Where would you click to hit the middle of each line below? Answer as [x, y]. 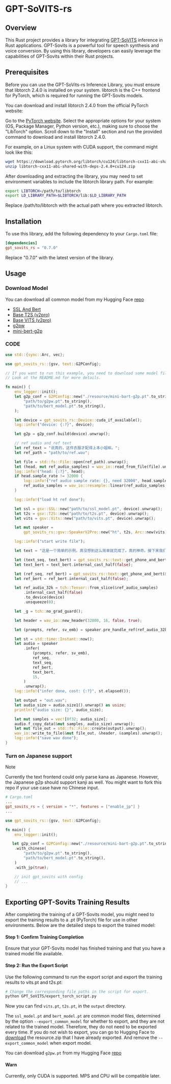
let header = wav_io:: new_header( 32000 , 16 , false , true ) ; [78, 620]
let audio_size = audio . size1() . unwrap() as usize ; [70, 705]
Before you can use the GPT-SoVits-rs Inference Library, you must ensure [83, 84]
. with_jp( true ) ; [32, 868]
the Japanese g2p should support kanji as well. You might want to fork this [83, 782]
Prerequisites [27, 72]
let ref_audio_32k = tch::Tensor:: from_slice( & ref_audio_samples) [86, 588]
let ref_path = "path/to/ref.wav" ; [52, 452]
